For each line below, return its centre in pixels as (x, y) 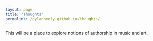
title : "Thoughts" (24, 14)
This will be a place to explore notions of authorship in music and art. (77, 33)
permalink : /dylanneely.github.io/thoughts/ (53, 19)
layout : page (19, 10)
